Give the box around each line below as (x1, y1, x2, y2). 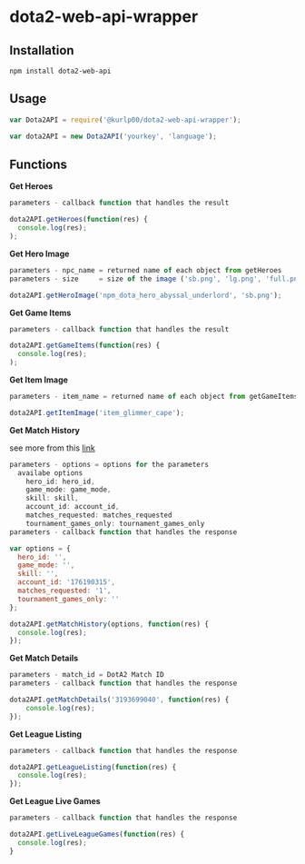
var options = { (9, 543, 71, 553)
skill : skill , (25, 493, 79, 503)
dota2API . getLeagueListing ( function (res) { (9, 762, 177, 771)
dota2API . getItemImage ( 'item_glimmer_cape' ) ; (9, 408, 184, 417)
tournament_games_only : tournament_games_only (25, 519, 205, 528)
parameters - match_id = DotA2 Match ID (9, 670, 165, 680)
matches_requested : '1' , (17, 586, 112, 595)
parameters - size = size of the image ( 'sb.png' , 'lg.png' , (9, 274, 261, 283)
